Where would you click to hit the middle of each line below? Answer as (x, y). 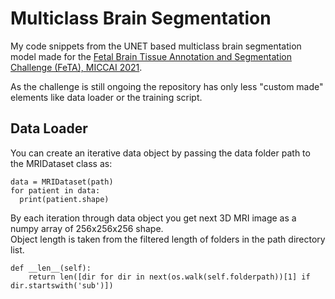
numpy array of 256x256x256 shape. (87, 228)
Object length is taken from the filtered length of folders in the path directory (168, 239)
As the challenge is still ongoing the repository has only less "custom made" (167, 86)
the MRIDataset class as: (61, 163)
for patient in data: (55, 190)
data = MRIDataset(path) (62, 182)
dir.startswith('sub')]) (62, 285)
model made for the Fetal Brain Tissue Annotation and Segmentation (151, 56)
